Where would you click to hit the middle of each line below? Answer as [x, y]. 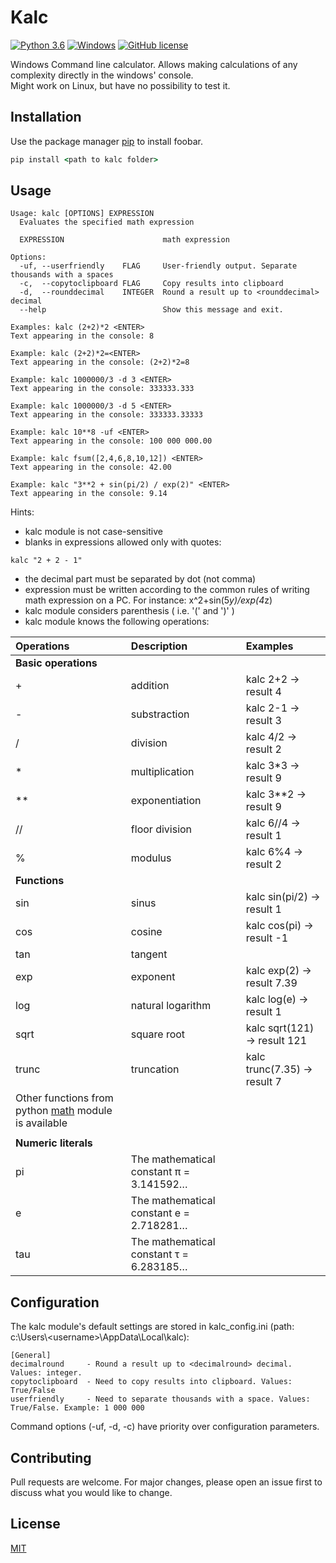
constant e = [160, 1213]
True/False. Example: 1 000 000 [77, 1408]
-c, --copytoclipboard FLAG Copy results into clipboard [151, 284]
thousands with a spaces [62, 275]
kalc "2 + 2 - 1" [46, 561]
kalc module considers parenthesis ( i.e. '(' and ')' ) [129, 611]
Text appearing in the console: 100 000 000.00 [111, 441]
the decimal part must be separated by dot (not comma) [140, 579]
